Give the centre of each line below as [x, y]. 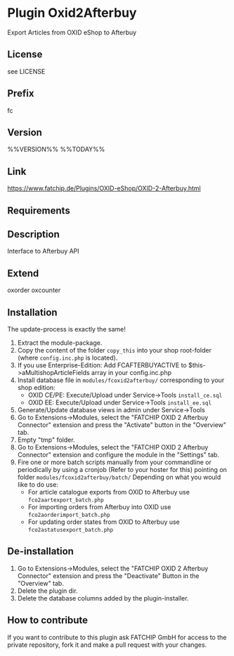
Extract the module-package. [60, 343]
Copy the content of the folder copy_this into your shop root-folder [115, 350]
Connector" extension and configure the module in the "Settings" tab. [118, 455]
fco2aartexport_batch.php [66, 500]
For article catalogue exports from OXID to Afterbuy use [109, 492]
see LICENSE [26, 71]
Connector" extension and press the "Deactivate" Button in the [108, 576]
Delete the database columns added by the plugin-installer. [103, 598]
